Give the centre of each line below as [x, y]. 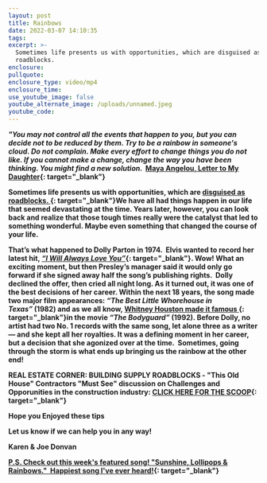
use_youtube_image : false [51, 97]
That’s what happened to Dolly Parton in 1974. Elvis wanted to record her [131, 250]
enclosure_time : [35, 90]
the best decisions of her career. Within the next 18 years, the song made [132, 292]
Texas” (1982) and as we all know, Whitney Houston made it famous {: [126, 309]
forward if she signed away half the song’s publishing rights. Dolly [120, 275]
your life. [23, 234]
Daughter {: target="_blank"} [57, 177]
